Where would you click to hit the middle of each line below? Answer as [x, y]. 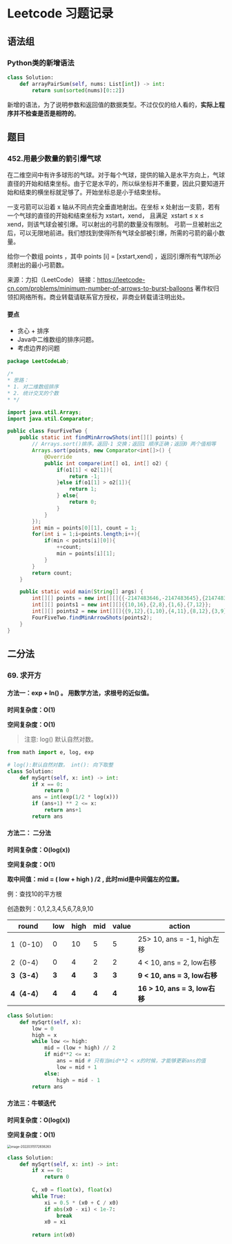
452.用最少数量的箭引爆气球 [54, 158]
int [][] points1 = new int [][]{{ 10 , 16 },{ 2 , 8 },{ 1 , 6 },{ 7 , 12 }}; [122, 605]
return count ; [52, 573]
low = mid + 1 [77, 1067]
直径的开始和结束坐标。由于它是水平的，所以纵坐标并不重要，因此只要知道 [113, 184]
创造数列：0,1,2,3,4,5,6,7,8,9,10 [50, 909]
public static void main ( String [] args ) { [81, 592]
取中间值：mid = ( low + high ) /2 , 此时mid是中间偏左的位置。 [95, 879]
